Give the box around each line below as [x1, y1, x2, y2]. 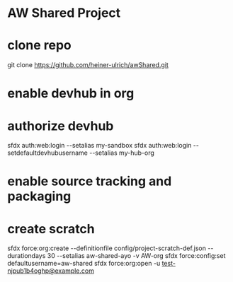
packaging [7, 189, 72, 204]
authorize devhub [7, 118, 114, 134]
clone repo [7, 37, 72, 54]
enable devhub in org [7, 86, 135, 102]
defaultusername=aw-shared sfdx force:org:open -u [7, 259, 161, 268]
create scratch [7, 221, 96, 237]
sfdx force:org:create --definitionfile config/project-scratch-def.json [7, 244, 207, 252]
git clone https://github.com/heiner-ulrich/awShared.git [7, 61, 169, 69]
